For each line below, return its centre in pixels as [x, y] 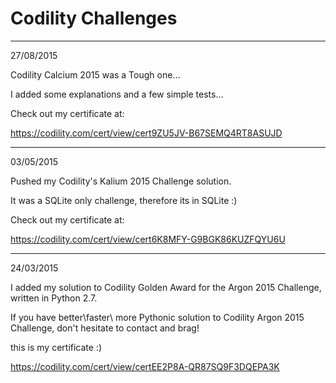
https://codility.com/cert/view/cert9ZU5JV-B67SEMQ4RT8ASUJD [146, 133]
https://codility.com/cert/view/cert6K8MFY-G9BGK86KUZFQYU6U [148, 239]
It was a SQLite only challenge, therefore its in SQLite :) [124, 200]
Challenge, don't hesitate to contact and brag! [105, 328]
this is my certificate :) [56, 347]
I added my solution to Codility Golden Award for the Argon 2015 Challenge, [166, 287]
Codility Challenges [94, 18]
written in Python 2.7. [54, 298]
